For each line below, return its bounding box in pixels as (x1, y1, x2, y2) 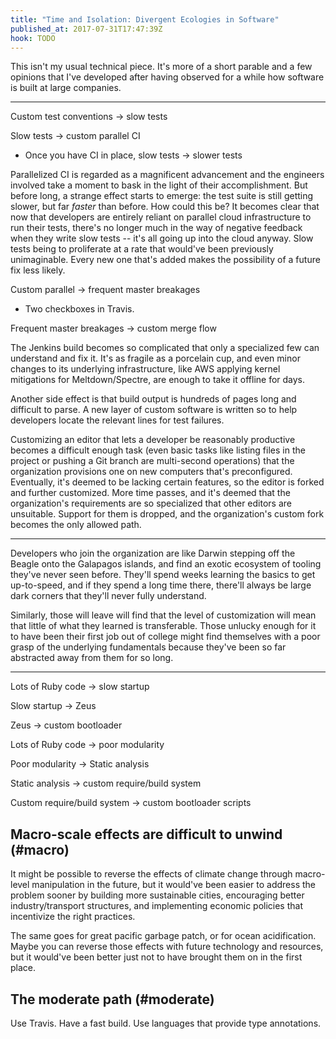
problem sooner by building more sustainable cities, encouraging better (10, 889, 305, 901)
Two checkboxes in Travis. (24, 303, 135, 315)
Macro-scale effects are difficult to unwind (10, 826, 283, 843)
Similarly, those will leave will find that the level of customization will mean (10, 609, 317, 621)
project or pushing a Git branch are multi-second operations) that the (10, 455, 295, 467)
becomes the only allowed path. (10, 519, 142, 531)
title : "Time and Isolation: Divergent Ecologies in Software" (10, 14, 280, 25)
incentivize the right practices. (10, 911, 136, 923)
